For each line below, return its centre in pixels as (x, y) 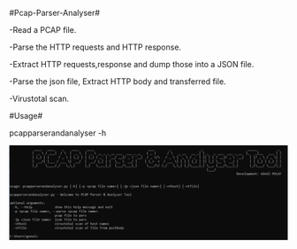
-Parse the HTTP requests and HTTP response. (95, 47)
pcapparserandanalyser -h (58, 133)
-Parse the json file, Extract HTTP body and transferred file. (118, 82)
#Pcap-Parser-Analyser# (54, 13)
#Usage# (26, 116)
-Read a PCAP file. (43, 30)
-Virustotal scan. (39, 98)
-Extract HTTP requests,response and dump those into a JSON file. (132, 64)
